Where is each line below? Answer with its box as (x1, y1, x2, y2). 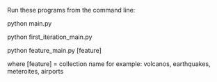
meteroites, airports (7, 67, 64, 75)
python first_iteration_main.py (7, 33, 93, 41)
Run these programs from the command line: (7, 6, 136, 14)
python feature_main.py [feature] (7, 47, 102, 54)
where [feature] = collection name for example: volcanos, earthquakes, (7, 60, 211, 68)
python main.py (7, 19, 52, 27)
